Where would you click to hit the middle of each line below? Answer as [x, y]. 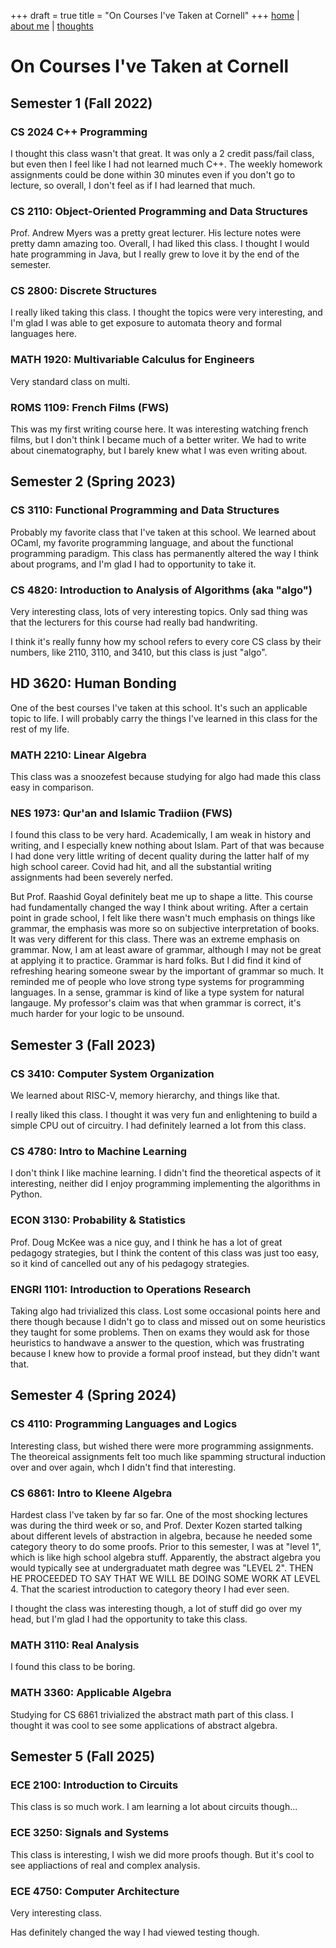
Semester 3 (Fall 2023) [83, 1045]
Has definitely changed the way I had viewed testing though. [135, 1932]
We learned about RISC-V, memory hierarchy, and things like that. [145, 1096]
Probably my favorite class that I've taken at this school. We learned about [163, 532]
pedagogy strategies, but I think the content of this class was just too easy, [165, 1252]
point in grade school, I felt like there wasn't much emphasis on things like [163, 918]
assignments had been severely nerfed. [92, 877]
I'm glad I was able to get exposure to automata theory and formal [146, 323]
